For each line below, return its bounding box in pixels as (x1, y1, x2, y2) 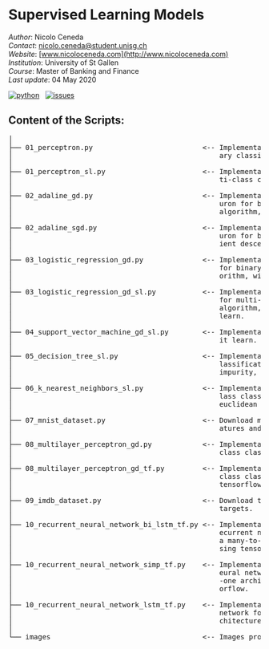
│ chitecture (8, 616, 262, 625)
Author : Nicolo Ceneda (8, 32, 84, 42)
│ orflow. (8, 584, 250, 593)
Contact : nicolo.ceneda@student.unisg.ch (8, 40, 148, 50)
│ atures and (8, 424, 262, 432)
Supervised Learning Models (8, 6, 205, 24)
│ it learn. (8, 335, 258, 344)
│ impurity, (8, 367, 258, 376)
